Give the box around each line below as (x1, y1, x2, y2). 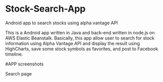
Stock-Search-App (5, 3, 86, 15)
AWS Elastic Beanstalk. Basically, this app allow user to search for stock (5, 35, 155, 41)
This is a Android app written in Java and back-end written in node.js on (5, 29, 155, 35)
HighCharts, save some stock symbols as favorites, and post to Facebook (5, 46, 158, 52)
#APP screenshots (5, 61, 44, 67)
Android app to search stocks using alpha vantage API (5, 20, 118, 26)
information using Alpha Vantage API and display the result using (5, 40, 140, 46)
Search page (5, 70, 32, 76)
